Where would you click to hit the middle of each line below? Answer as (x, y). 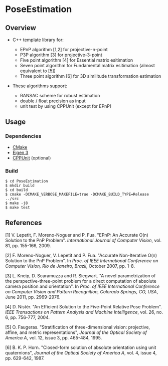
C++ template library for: (38, 40)
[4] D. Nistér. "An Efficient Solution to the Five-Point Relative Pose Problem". (83, 306)
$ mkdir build (20, 186)
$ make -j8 (17, 203)
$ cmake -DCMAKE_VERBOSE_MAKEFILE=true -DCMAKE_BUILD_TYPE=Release (77, 194)
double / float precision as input (53, 101)
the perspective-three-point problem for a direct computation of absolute (81, 281)
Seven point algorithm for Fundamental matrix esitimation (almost (88, 65)
